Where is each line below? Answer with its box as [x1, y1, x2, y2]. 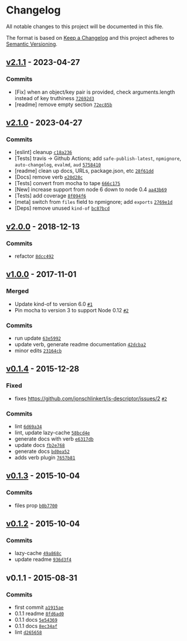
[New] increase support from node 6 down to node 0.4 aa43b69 [14, 186, 167, 193]
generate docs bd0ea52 [14, 448, 70, 455]
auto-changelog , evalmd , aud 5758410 [14, 161, 101, 168]
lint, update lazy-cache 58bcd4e [14, 429, 90, 436]
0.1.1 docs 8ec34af [14, 622, 57, 630]
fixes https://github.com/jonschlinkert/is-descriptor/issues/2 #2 [14, 395, 167, 402]
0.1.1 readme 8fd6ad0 [14, 610, 64, 617]
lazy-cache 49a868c [14, 550, 62, 557]
